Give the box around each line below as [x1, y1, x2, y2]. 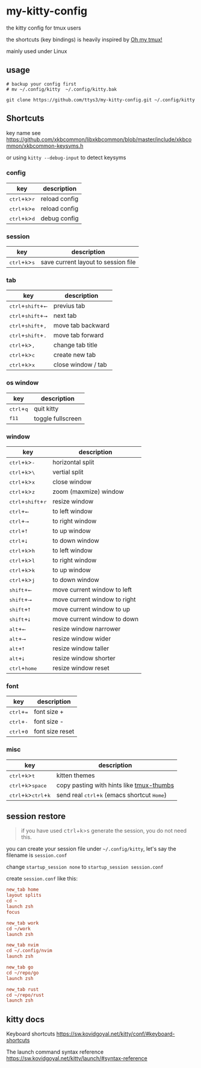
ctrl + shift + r [9, 498, 47, 506]
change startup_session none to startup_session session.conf [6, 864, 164, 871]
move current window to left [52, 586, 132, 594]
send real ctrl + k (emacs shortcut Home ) [56, 791, 167, 799]
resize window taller [52, 644, 110, 652]
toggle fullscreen [34, 414, 82, 423]
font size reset [34, 727, 75, 736]
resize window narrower [52, 625, 121, 633]
